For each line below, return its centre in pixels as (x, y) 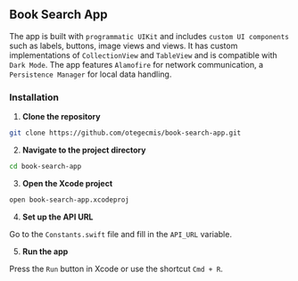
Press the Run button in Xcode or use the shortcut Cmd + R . (116, 269)
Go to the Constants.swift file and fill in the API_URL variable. (120, 234)
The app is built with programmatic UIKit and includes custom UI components (149, 36)
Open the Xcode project (67, 183)
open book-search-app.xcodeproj (69, 200)
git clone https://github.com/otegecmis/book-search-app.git (125, 133)
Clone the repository (61, 117)
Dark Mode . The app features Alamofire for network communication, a (137, 64)
